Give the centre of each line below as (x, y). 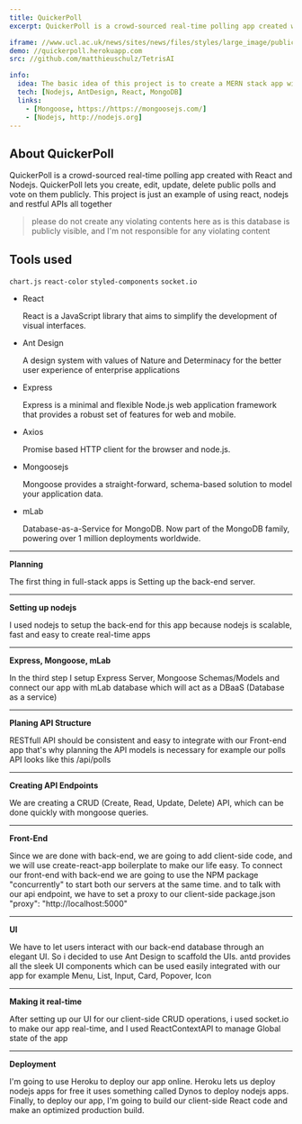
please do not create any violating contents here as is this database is (160, 222)
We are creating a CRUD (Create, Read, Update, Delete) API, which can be (147, 803)
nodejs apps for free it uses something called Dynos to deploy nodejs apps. (149, 1091)
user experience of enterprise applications (101, 370)
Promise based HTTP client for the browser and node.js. (126, 449)
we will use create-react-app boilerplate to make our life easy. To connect (146, 865)
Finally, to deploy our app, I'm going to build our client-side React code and (148, 1101)
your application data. (62, 494)
